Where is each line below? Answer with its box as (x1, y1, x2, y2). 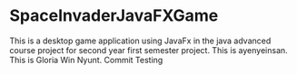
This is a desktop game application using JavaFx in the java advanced (9, 35, 272, 46)
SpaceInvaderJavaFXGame (9, 5, 219, 26)
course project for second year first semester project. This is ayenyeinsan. (9, 44, 288, 55)
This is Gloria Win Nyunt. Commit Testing (9, 54, 163, 65)
